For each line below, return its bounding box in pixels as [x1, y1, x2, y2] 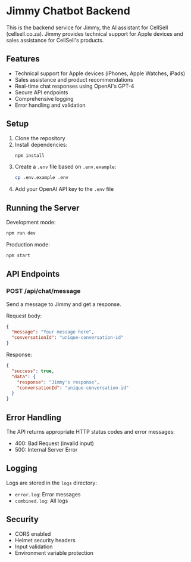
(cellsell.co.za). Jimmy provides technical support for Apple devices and [6, 30, 183, 37]
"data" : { [11, 373, 36, 379]
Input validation [14, 543, 53, 550]
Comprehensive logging [14, 95, 74, 102]
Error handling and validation [14, 101, 86, 109]
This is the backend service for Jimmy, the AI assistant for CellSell [6, 24, 168, 31]
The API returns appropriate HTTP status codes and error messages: [6, 428, 176, 435]
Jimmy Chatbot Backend [6, 4, 131, 18]
